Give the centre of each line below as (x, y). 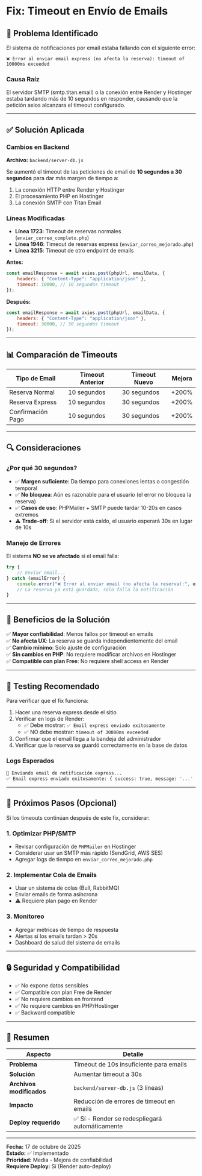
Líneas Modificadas (35, 218)
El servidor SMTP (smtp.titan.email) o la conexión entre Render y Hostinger (99, 92)
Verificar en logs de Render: (50, 718)
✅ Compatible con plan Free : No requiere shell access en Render (87, 661)
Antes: (15, 262)
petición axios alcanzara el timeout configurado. (66, 105)
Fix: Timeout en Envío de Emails (87, 11)
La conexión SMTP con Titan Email (58, 203)
